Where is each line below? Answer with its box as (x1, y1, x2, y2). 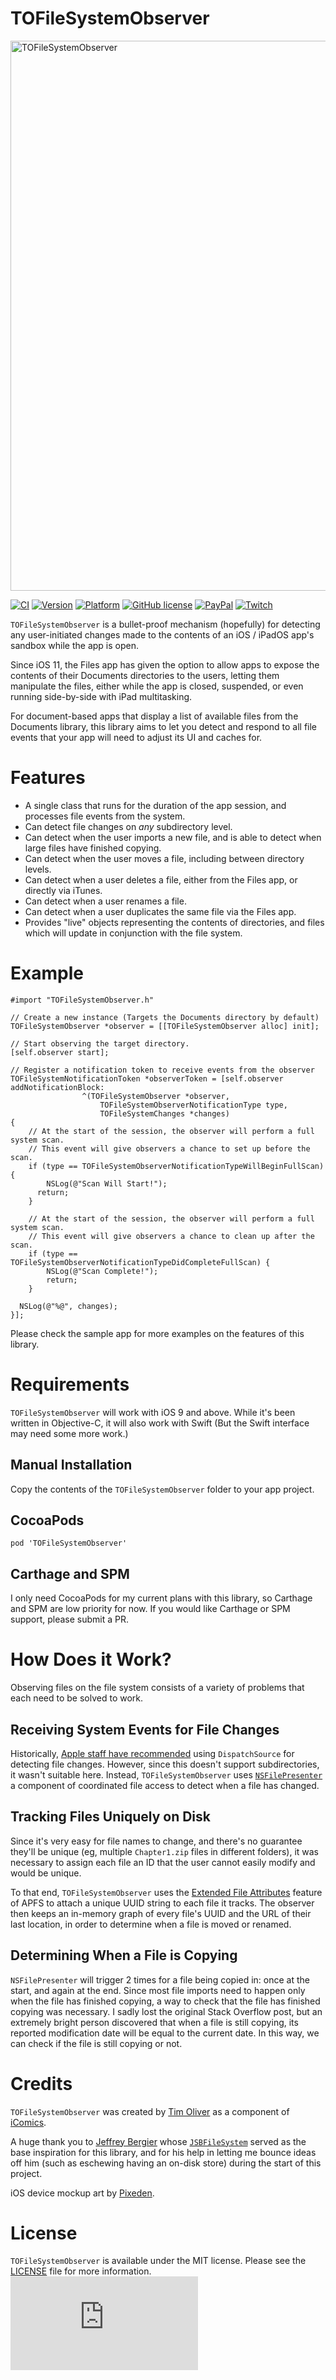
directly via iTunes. (24, 884, 103, 896)
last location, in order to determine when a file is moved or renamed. (10, 1918, 292, 1930)
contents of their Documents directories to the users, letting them (10, 669, 280, 681)
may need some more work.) (10, 1427, 129, 1439)
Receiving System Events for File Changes (10, 1721, 280, 1738)
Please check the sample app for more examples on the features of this (10, 1327, 305, 1339)
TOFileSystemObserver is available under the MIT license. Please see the (10, 2255, 307, 2267)
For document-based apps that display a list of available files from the (10, 710, 299, 722)
